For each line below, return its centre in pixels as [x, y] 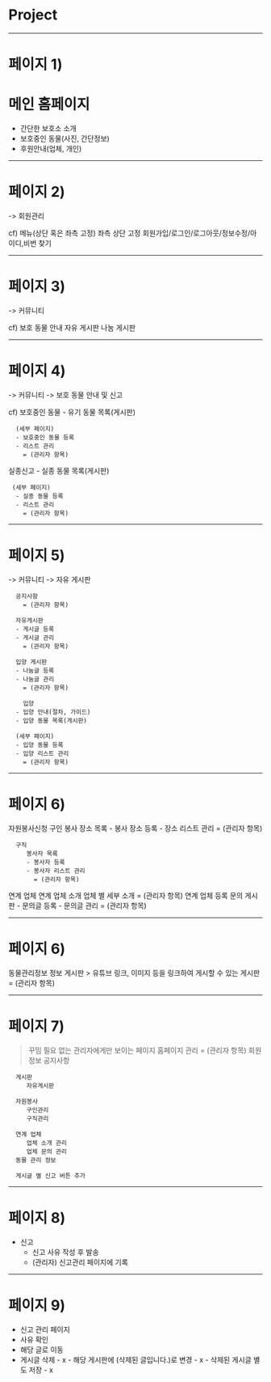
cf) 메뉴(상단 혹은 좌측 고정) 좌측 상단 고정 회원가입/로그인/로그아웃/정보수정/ [129, 233]
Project [33, 15]
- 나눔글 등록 [35, 670]
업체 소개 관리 [46, 1142]
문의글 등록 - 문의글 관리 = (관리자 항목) [84, 905]
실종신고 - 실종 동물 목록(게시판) [59, 470]
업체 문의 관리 [46, 1151]
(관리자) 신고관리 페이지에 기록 [80, 1262]
